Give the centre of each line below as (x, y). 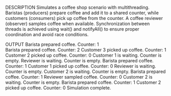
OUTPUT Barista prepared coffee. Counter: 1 (52, 44)
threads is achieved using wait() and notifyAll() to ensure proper (72, 29)
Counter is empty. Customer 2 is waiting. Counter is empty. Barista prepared (86, 71)
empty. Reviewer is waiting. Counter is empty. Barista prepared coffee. (80, 61)
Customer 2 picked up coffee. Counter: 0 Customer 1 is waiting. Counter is (83, 55)
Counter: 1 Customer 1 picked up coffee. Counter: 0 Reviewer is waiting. (81, 66)
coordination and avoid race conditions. (47, 34)
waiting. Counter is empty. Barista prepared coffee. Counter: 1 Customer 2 (83, 82)
